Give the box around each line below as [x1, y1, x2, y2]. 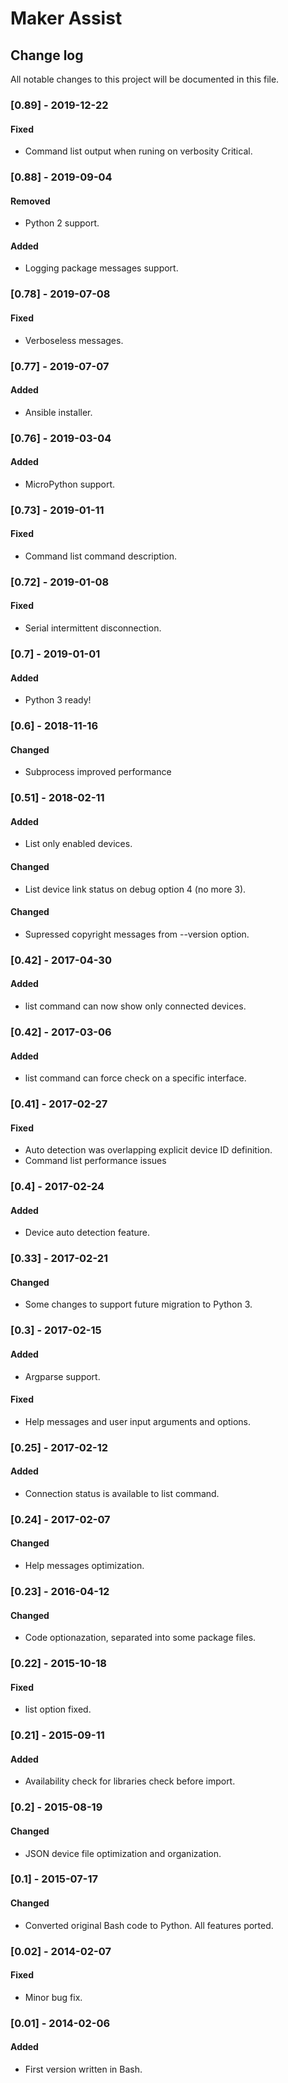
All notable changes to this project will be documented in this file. [10, 73, 280, 85]
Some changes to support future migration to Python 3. [24, 1298, 253, 1311]
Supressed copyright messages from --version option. [24, 928, 250, 940]
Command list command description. [24, 550, 178, 562]
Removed [10, 195, 51, 207]
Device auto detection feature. [24, 1227, 150, 1239]
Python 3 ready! [24, 694, 92, 706]
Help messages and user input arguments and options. [24, 1415, 252, 1427]
